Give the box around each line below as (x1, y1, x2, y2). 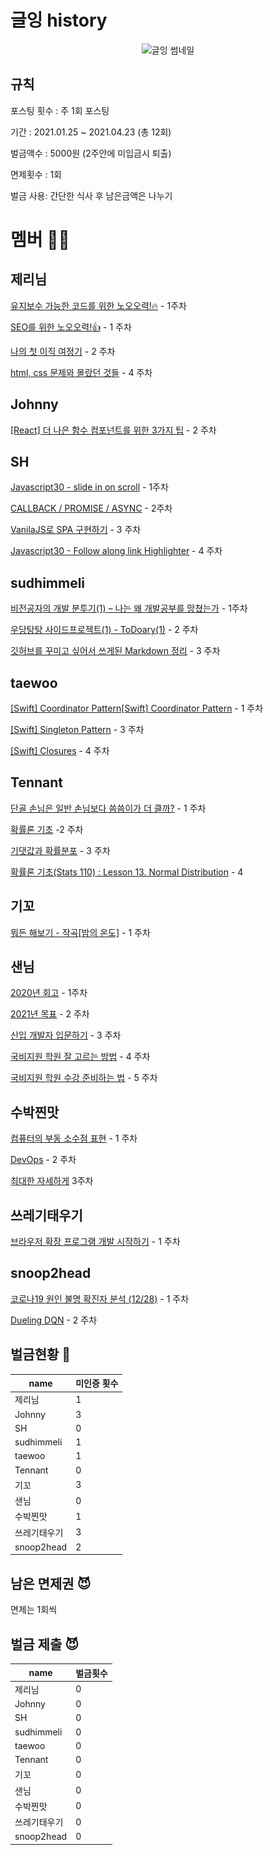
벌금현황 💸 (10, 1346, 72, 1363)
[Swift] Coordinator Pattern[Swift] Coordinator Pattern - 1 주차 (10, 702, 264, 714)
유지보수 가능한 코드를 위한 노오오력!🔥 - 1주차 (10, 299, 187, 311)
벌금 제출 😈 (10, 1636, 80, 1653)
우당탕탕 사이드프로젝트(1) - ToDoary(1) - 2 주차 (10, 624, 199, 636)
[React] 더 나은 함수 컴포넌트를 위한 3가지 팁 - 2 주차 (10, 424, 217, 436)
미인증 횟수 (75, 1377, 119, 1390)
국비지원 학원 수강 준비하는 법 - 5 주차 (10, 1072, 158, 1084)
